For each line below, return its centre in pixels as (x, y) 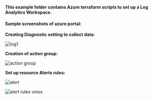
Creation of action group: (32, 54)
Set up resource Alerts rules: (35, 73)
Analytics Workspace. (28, 12)
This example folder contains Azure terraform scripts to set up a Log (77, 7)
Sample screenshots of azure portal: (43, 24)
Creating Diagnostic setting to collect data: (50, 34)
